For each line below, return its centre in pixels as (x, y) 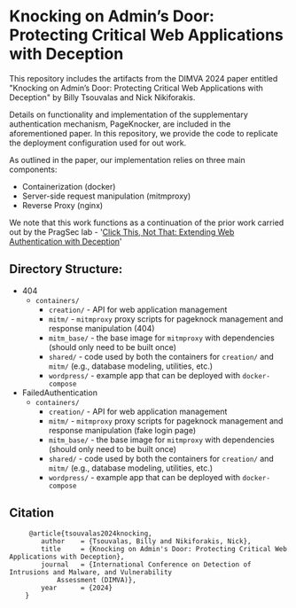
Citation (32, 513)
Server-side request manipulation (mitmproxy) (106, 196)
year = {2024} (77, 588)
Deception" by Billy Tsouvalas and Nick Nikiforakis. (102, 97)
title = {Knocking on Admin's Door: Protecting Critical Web (164, 549)
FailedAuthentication (59, 393)
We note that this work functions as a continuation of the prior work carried (147, 222)
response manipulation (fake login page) (122, 430)
